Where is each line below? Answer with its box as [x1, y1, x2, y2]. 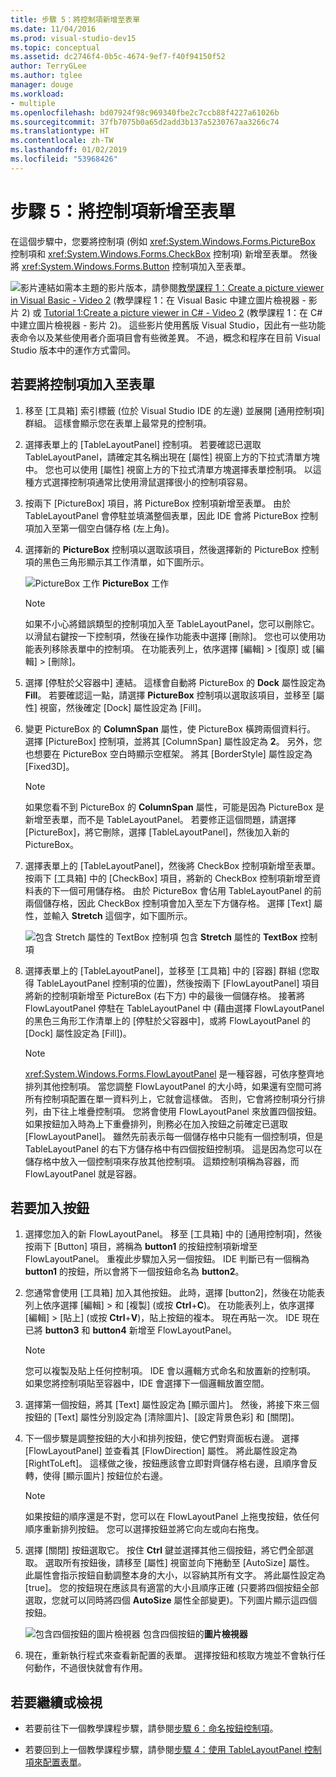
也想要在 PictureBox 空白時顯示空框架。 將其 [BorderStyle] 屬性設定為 [24, 747, 313, 760]
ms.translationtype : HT [10, 126, 110, 136]
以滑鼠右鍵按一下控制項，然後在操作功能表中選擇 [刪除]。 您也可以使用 [24, 630, 317, 642]
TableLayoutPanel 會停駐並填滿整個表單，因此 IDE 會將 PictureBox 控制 [24, 509, 319, 521]
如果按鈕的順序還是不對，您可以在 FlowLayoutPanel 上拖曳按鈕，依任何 [24, 1511, 320, 1523]
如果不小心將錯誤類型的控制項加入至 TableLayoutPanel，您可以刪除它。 [24, 617, 320, 630]
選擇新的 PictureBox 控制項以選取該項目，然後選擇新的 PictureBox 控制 [24, 543, 320, 555]
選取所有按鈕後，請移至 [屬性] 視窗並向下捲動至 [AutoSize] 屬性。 [44, 1557, 315, 1569]
